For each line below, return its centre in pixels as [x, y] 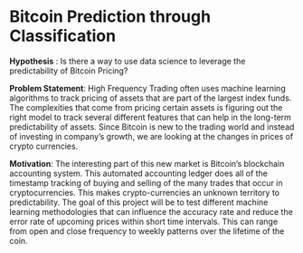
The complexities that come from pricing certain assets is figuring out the [146, 107]
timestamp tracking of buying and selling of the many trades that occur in [146, 182]
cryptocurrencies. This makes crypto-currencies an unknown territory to [145, 192]
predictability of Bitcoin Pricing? [69, 71]
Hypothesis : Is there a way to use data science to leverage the [128, 61]
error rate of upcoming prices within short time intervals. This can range [144, 221]
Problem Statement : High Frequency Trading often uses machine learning [148, 88]
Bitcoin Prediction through [110, 17]
